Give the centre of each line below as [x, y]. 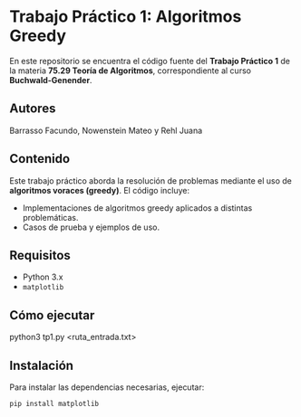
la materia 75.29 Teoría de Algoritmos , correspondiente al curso [131, 71]
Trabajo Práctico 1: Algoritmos [126, 17]
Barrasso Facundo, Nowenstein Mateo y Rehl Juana [106, 130]
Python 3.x [43, 277]
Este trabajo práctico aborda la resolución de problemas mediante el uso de [150, 180]
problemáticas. [50, 217]
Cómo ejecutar [52, 315]
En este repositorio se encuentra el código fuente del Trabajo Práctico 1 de [150, 61]
